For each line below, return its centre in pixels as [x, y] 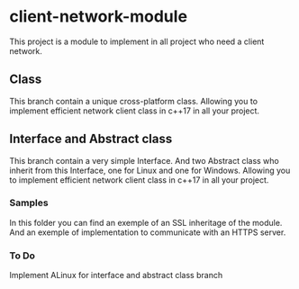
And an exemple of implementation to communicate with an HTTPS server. [148, 232]
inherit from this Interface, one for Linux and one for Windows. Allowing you [150, 170]
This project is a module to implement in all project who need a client [137, 41]
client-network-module [98, 17]
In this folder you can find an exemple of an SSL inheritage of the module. [146, 222]
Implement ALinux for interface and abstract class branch [116, 275]
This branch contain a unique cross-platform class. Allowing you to [134, 101]
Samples [29, 203]
